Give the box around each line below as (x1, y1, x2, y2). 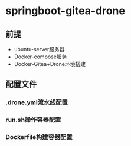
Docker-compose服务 (14, 53, 67, 60)
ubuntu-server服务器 (14, 46, 65, 52)
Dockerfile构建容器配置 (5, 133, 73, 141)
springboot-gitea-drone (5, 4, 125, 18)
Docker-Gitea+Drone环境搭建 (14, 61, 86, 67)
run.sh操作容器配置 (5, 116, 61, 124)
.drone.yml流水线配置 (5, 98, 68, 107)
